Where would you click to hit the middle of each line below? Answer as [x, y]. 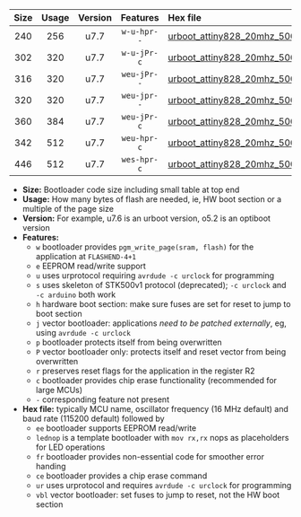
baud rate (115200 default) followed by [93, 418]
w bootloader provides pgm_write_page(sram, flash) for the [145, 247]
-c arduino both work [76, 294]
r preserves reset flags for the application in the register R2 [145, 371]
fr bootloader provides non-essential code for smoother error [150, 456]
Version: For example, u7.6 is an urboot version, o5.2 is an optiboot [146, 218]
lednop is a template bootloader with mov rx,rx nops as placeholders [162, 438]
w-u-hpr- [140, 32]
